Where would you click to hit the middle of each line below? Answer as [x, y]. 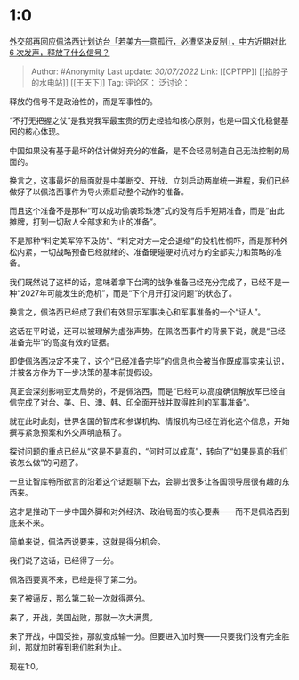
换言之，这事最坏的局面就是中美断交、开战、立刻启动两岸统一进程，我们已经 [149, 180]
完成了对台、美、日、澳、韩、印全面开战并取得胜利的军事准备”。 [136, 402]
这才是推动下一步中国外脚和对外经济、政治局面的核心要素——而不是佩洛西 [145, 511]
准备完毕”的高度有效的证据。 [62, 342]
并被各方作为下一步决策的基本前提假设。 [83, 372]
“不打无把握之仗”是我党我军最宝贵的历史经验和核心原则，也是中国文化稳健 [145, 120]
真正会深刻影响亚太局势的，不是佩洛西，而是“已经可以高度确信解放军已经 [144, 391]
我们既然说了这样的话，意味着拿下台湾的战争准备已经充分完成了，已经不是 [145, 282]
